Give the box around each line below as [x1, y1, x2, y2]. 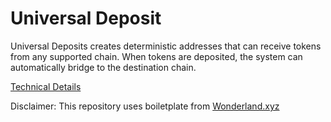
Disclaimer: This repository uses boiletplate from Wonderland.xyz [10, 100, 280, 112]
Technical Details [10, 80, 82, 92]
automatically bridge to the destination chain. [10, 61, 197, 73]
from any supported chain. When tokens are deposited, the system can [10, 50, 303, 62]
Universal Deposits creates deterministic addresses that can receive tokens [10, 40, 322, 52]
